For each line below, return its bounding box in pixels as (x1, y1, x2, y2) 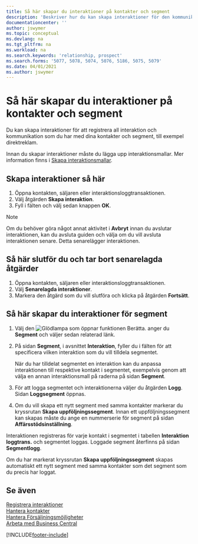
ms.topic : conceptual (6, 31, 60, 37)
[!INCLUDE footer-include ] (6, 532, 69, 539)
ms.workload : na (6, 47, 46, 53)
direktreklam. (6, 139, 38, 146)
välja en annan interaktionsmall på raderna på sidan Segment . (14, 372, 166, 379)
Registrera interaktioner (6, 501, 64, 508)
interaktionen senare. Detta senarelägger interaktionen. (6, 237, 140, 244)
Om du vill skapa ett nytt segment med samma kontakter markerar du (14, 402, 183, 409)
